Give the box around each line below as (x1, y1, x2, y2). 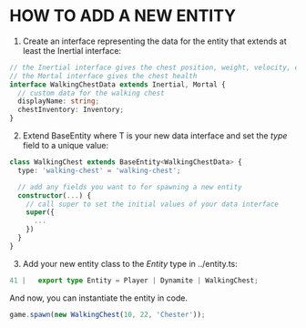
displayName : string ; (17, 97, 100, 106)
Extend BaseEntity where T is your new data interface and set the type (22, 130, 288, 141)
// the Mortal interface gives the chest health (9, 71, 198, 80)
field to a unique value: (22, 140, 109, 151)
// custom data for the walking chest (17, 88, 166, 97)
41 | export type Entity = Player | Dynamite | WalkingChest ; (9, 275, 259, 285)
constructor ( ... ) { (17, 190, 92, 200)
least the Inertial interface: (22, 45, 121, 56)
